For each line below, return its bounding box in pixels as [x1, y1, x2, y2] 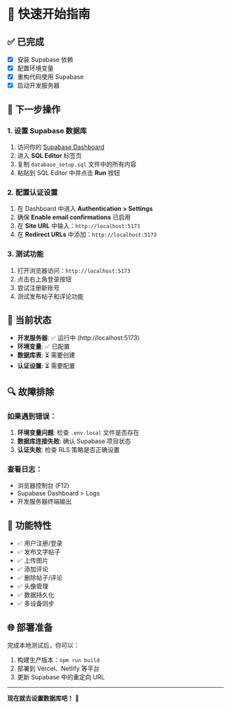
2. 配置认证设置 [7, 187, 58, 197]
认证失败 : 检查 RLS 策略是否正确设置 [16, 446, 120, 454]
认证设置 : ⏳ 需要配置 [16, 362, 76, 370]
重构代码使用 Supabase [16, 73, 84, 81]
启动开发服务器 [16, 81, 60, 90]
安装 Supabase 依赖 [16, 56, 74, 63]
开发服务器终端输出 [16, 497, 72, 506]
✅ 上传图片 [16, 556, 49, 565]
